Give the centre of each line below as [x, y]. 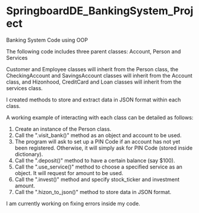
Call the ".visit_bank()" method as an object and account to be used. [98, 135]
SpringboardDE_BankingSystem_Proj [100, 11]
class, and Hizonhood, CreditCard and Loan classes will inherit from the [94, 82]
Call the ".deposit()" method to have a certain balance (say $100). [95, 160]
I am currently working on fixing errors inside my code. [73, 204]
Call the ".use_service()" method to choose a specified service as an [99, 167]
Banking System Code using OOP [47, 40]
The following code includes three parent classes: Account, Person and [94, 51]
